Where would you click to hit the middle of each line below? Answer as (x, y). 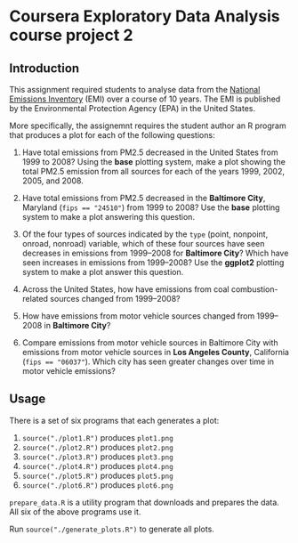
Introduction (44, 68)
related (35, 299)
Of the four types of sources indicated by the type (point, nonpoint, (145, 234)
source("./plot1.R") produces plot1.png (97, 437)
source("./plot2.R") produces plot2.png (97, 447)
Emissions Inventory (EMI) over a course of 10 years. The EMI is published (145, 99)
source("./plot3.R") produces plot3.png (97, 457)
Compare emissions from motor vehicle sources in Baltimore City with (150, 343)
